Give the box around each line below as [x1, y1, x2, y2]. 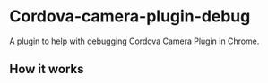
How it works [9, 62, 84, 77]
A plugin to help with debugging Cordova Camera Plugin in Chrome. [9, 36, 260, 46]
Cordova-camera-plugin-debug [9, 6, 251, 27]
